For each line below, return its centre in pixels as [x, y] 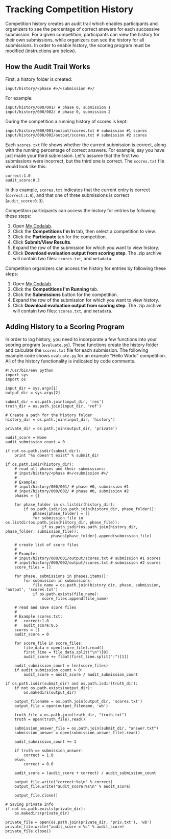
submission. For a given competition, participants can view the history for [82, 34]
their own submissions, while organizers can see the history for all [75, 40]
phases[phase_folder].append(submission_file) [101, 536]
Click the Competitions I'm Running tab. [55, 289]
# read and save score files [45, 607]
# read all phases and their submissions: [60, 469]
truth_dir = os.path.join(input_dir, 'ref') [53, 406]
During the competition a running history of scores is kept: [67, 121]
